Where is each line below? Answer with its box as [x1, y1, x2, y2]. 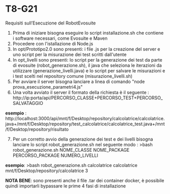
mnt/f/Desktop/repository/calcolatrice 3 [5, 168, 88, 174]
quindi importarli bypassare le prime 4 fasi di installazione [5, 183, 126, 189]
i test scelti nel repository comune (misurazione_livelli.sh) [12, 73, 133, 79]
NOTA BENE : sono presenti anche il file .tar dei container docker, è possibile [5, 177, 164, 183]
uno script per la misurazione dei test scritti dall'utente [12, 51, 127, 58]
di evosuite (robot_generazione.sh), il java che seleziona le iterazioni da [12, 62, 162, 68]
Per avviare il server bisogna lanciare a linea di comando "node [12, 78, 145, 85]
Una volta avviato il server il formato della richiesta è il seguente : [12, 89, 149, 95]
